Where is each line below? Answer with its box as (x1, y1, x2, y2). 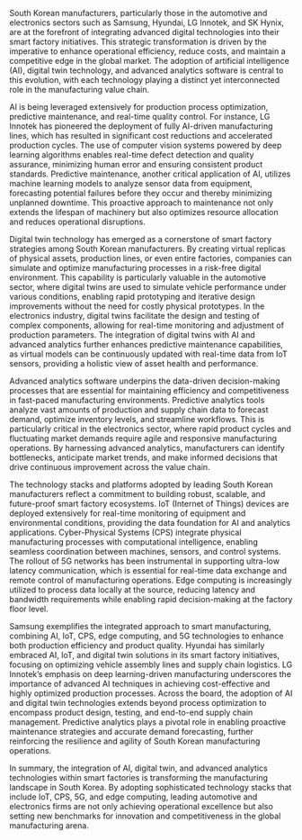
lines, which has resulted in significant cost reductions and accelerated (9, 131, 272, 140)
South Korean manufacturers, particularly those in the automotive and (9, 8, 268, 18)
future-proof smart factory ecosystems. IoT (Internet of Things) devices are (9, 499, 289, 509)
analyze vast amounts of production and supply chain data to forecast (9, 404, 269, 415)
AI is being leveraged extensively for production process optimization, (9, 102, 269, 112)
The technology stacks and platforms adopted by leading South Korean (9, 479, 274, 490)
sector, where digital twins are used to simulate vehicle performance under (9, 282, 287, 292)
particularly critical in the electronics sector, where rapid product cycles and (9, 423, 292, 434)
